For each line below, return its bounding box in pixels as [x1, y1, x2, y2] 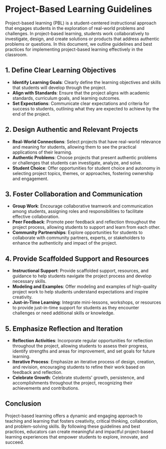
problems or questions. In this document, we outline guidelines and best [5, 41, 153, 47]
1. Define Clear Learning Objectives [5, 66, 116, 75]
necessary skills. [12, 278, 47, 284]
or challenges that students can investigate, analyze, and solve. [12, 160, 142, 166]
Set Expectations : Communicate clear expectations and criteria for [12, 100, 150, 106]
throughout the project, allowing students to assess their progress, [12, 343, 149, 349]
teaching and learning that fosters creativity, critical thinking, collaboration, [5, 418, 159, 424]
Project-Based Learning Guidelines [5, 3, 152, 15]
